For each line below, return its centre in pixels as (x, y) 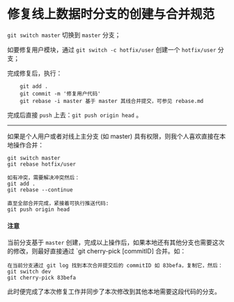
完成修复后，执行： (35, 73)
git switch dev (29, 272)
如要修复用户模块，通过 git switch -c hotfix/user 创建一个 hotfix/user (112, 49)
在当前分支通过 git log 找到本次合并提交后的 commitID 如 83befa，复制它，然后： (115, 266)
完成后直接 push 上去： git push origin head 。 (75, 115)
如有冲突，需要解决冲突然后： (44, 177)
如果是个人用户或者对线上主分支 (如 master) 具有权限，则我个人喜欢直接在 (114, 136)
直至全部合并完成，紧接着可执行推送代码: (58, 203)
